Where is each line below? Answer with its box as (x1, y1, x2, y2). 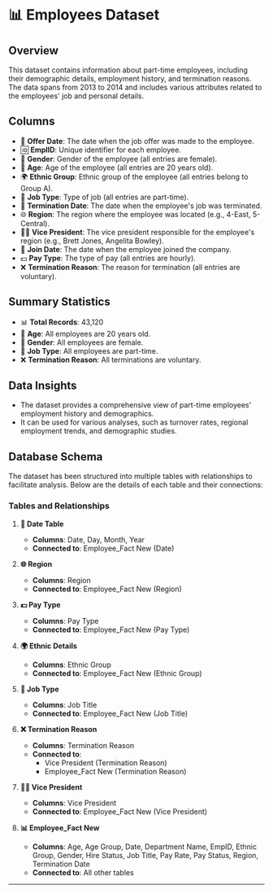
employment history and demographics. (19, 409, 154, 419)
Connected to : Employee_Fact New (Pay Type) (32, 625, 190, 634)
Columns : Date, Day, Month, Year (32, 534, 145, 544)
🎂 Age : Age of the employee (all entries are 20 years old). (19, 163, 214, 172)
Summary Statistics (8, 295, 111, 309)
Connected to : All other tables (32, 867, 134, 878)
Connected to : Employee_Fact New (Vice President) (32, 806, 208, 817)
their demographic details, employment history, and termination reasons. (8, 74, 252, 83)
